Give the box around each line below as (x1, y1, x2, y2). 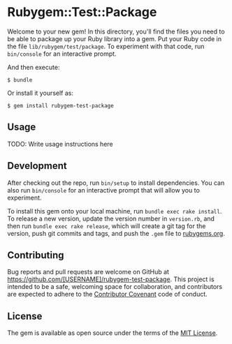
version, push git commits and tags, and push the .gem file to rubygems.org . (7, 229, 226, 237)
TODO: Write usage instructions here (7, 140, 113, 148)
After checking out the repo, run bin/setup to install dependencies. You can (7, 179, 225, 187)
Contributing (7, 249, 64, 261)
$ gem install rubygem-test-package (7, 102, 114, 109)
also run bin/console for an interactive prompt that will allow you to (7, 186, 201, 194)
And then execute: (7, 63, 60, 71)
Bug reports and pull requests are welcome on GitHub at (7, 268, 170, 276)
